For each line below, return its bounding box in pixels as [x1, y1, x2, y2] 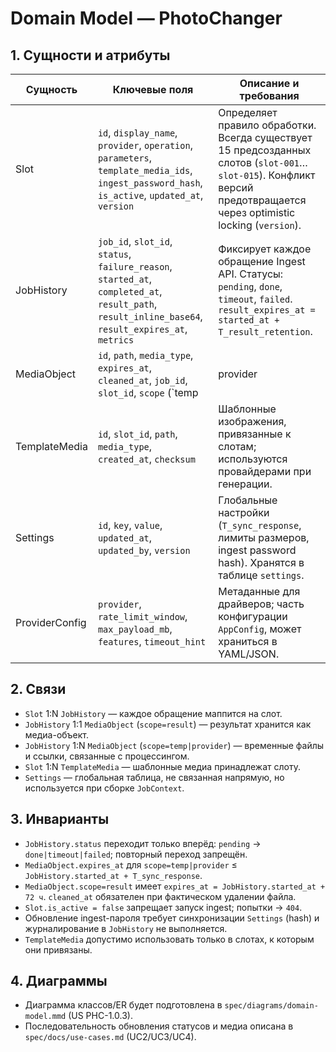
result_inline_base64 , [97, 310, 203, 323]
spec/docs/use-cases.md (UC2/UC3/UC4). [24, 1031, 197, 1043]
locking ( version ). [218, 218, 302, 232]
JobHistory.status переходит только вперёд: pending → [24, 837, 262, 849]
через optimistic [218, 206, 296, 219]
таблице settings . [218, 568, 305, 582]
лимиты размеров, [218, 531, 310, 544]
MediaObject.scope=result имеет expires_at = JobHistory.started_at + [24, 880, 326, 892]
